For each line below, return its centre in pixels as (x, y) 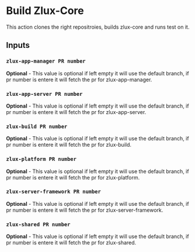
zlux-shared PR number (38, 224)
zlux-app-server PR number (44, 94)
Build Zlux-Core (45, 11)
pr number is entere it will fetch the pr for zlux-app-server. (76, 112)
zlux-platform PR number (41, 159)
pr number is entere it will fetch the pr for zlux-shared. (71, 243)
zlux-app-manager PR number (46, 61)
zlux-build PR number (37, 126)
